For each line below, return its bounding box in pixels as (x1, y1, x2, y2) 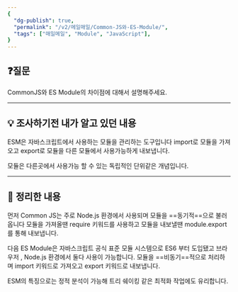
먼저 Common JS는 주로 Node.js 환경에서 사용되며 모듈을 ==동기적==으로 (7, 210, 215, 220)
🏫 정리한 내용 (7, 191, 62, 203)
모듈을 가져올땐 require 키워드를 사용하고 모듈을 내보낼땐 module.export (25, 220, 227, 228)
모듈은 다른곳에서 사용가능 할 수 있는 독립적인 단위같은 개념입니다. (7, 161, 189, 170)
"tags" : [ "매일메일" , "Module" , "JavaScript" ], (13, 30, 151, 38)
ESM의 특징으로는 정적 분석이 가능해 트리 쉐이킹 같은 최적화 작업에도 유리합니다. (7, 276, 229, 285)
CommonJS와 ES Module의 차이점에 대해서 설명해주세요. (7, 88, 168, 96)
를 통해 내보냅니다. (7, 228, 59, 237)
